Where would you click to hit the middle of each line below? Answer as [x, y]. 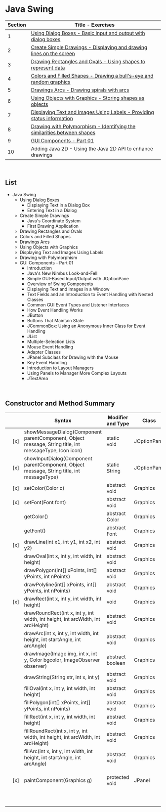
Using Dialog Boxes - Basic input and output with [88, 33]
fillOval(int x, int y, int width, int [60, 688]
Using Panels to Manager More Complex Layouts [77, 373]
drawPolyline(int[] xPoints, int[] [60, 584]
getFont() [35, 531]
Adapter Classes [44, 352]
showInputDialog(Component [58, 458]
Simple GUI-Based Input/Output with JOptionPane [78, 278]
